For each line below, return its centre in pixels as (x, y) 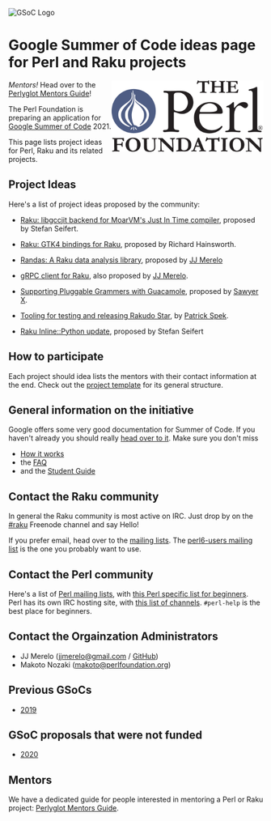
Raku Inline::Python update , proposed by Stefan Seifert (112, 331)
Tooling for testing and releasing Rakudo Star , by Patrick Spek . (124, 315)
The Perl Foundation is (46, 108)
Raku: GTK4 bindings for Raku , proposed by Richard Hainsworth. (128, 244)
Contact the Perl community (81, 574)
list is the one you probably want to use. (75, 549)
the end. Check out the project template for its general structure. (116, 385)
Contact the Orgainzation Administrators (113, 637)
